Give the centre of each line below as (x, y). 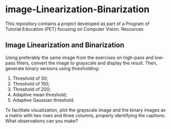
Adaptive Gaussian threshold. (44, 100)
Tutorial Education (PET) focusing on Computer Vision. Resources (75, 29)
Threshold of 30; (30, 78)
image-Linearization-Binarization (77, 9)
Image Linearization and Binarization (65, 45)
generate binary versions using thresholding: (52, 68)
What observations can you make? (42, 121)
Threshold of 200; (32, 89)
